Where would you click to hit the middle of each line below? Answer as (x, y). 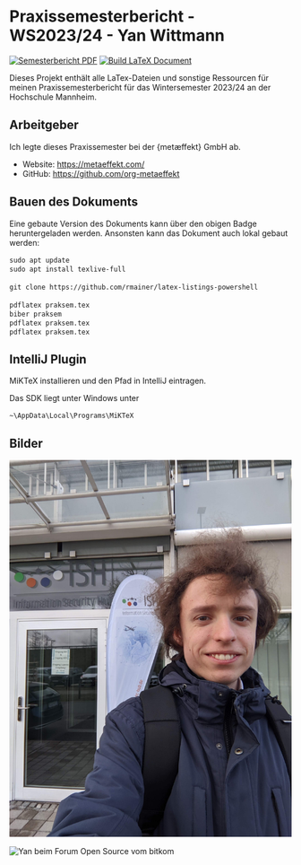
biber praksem (36, 314)
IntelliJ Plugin (48, 359)
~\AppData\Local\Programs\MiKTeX (72, 416)
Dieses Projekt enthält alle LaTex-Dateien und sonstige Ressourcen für (139, 77)
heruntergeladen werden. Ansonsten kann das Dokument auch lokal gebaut (149, 233)
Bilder (26, 443)
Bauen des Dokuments (74, 202)
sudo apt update (39, 260)
